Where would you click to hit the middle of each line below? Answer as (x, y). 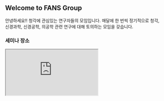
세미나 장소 (17, 40)
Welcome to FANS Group (43, 8)
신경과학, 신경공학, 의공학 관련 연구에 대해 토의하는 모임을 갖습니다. (69, 26)
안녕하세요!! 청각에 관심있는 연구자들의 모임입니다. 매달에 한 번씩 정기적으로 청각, (82, 20)
